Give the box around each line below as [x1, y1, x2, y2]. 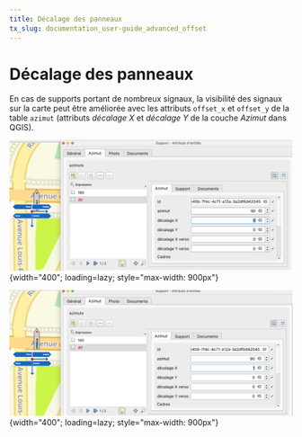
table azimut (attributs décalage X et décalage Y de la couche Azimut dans [9, 112, 288, 123]
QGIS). [9, 122, 34, 133]
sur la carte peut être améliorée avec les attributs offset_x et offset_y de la [9, 103, 289, 114]
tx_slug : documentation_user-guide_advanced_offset [9, 23, 207, 33]
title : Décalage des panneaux [9, 14, 123, 23]
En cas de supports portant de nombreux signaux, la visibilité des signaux [9, 94, 283, 104]
